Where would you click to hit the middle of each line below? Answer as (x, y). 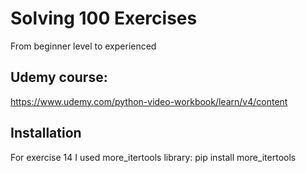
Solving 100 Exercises (104, 18)
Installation (46, 133)
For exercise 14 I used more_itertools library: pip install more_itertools (153, 157)
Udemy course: (59, 77)
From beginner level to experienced (83, 46)
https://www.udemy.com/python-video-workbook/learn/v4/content (149, 101)
